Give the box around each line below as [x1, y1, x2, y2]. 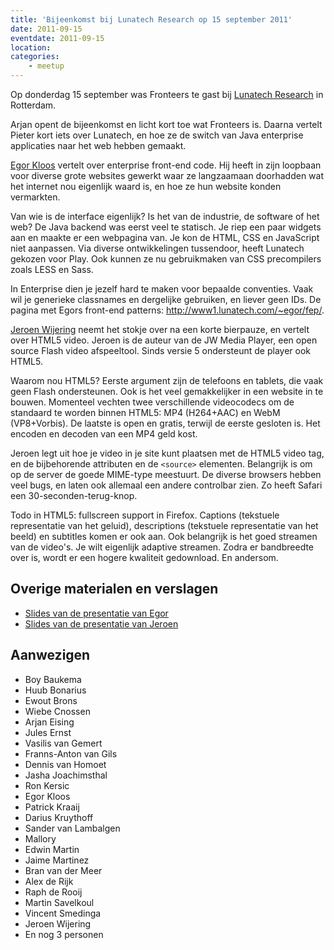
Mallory [24, 832, 57, 845]
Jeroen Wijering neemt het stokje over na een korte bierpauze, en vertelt [10, 324, 310, 335]
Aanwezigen [10, 647, 91, 664]
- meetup [28, 61, 65, 71]
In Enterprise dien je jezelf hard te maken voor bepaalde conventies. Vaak [10, 283, 314, 295]
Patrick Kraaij [24, 801, 80, 813]
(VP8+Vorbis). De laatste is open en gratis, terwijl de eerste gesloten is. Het [10, 417, 321, 429]
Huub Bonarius [24, 684, 87, 696]
